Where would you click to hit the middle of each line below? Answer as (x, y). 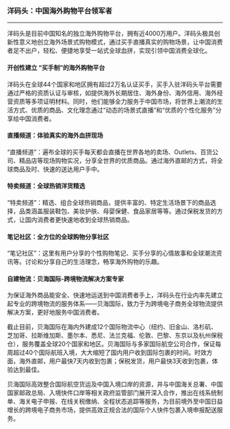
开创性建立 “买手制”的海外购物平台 (56, 67)
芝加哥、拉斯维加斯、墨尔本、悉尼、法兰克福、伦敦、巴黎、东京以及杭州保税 (115, 335)
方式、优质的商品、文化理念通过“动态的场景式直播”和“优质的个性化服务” (114, 110)
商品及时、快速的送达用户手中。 (58, 169)
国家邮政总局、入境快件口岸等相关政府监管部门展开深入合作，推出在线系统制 (115, 393)
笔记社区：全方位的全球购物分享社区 (58, 236)
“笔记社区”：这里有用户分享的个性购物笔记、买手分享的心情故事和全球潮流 (112, 253)
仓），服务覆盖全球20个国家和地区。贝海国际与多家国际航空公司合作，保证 (111, 344)
